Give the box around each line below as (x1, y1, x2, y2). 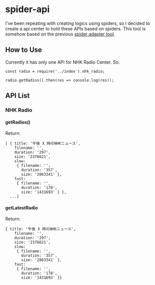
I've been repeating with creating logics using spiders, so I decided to (5, 20, 150, 26)
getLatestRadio (5, 205, 38, 211)
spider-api (5, 4, 50, 15)
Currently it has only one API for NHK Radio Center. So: (5, 59, 120, 65)
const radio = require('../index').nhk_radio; (5, 69, 105, 74)
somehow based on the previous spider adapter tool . (5, 31, 115, 37)
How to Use (5, 45, 42, 54)
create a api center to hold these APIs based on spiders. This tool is (5, 25, 146, 31)
